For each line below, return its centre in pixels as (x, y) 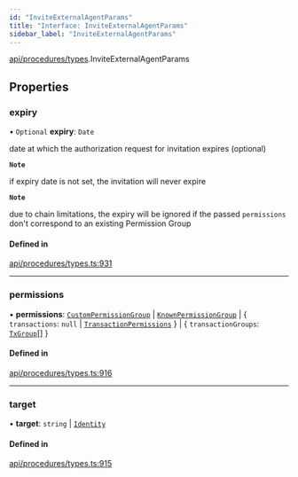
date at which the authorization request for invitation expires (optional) (138, 149)
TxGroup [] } (29, 332)
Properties (39, 86)
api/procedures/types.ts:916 (61, 372)
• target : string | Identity (58, 424)
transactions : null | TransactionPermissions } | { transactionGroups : (134, 324)
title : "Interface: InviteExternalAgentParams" (99, 26)
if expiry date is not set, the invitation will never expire (108, 182)
